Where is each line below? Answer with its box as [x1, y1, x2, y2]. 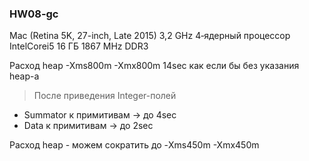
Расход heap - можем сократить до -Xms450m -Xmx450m [9, 139, 260, 151]
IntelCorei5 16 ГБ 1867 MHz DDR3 [9, 40, 149, 52]
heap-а [9, 70, 40, 82]
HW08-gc [9, 7, 59, 21]
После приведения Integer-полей [33, 90, 177, 102]
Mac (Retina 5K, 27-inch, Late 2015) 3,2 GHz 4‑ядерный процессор [9, 30, 291, 42]
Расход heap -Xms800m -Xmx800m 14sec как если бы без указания [9, 60, 300, 72]
